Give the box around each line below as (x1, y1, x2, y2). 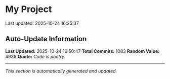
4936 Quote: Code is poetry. (5, 53, 66, 59)
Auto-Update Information (5, 35, 87, 43)
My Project (5, 4, 52, 15)
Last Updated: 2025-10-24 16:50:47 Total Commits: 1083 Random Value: (5, 48, 160, 54)
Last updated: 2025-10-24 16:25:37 (5, 20, 79, 26)
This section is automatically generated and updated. (5, 68, 117, 74)
